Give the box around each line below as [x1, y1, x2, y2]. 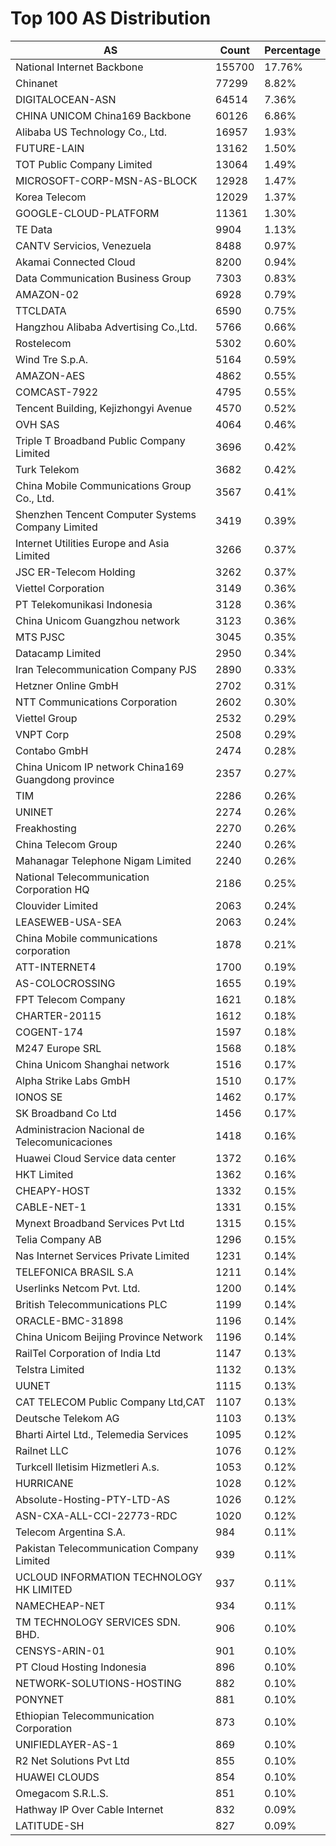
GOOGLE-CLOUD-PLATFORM [15, 206, 160, 220]
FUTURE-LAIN [15, 141, 85, 155]
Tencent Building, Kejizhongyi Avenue [15, 401, 193, 415]
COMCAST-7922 [15, 385, 98, 399]
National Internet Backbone [15, 60, 144, 74]
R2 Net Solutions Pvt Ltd [15, 1753, 130, 1767]
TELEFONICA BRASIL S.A [15, 1265, 134, 1279]
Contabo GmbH [15, 743, 89, 757]
